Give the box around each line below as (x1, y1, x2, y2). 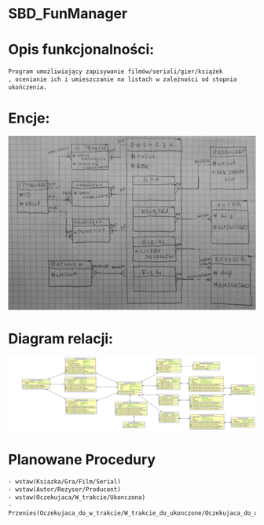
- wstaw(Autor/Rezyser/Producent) (8, 485, 122, 494)
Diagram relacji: (8, 330, 114, 348)
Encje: (8, 109, 50, 127)
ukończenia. (8, 83, 47, 91)
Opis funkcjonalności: (8, 41, 155, 59)
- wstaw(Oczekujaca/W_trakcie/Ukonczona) (8, 493, 146, 501)
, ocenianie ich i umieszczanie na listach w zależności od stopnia (8, 75, 237, 83)
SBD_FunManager (8, 5, 128, 23)
